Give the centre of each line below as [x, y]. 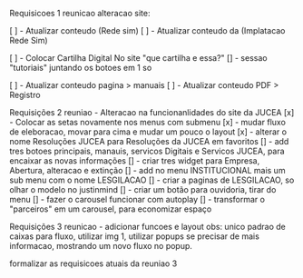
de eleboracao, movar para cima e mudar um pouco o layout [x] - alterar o [148, 132]
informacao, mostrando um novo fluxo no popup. [101, 246]
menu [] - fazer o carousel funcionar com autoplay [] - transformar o [137, 199]
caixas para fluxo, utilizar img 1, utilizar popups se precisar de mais [135, 236]
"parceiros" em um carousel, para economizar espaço [111, 209]
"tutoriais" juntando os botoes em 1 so [81, 68]
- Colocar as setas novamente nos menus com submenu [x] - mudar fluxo [147, 122]
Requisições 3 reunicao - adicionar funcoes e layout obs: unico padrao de [147, 227]
